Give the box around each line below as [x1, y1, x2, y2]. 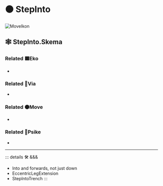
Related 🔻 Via [5, 80, 36, 87]
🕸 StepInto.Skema [5, 38, 63, 46]
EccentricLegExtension [12, 170, 59, 176]
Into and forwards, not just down [12, 165, 78, 171]
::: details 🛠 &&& [5, 154, 38, 160]
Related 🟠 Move [5, 103, 43, 110]
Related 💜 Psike [5, 129, 41, 135]
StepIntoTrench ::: [12, 175, 48, 181]
